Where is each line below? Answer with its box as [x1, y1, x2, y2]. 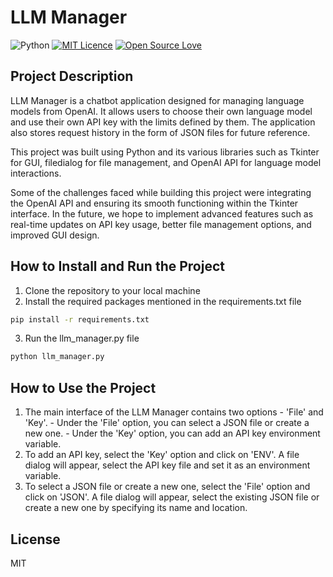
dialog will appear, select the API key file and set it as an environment [24, 459, 311, 471]
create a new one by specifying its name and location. [24, 502, 248, 514]
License [10, 531, 61, 548]
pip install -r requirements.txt [10, 314, 150, 325]
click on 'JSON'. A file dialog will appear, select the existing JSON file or [24, 491, 320, 503]
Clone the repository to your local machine [24, 284, 201, 296]
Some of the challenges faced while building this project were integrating [10, 186, 312, 198]
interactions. [10, 167, 62, 179]
